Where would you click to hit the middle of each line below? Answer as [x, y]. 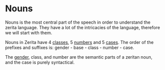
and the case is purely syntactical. [40, 62]
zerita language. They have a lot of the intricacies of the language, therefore [83, 27]
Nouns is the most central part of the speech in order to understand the [78, 22]
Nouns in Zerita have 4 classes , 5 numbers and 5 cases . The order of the [80, 42]
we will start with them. [29, 33]
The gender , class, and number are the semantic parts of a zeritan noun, [79, 57]
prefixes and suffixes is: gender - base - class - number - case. [70, 47]
